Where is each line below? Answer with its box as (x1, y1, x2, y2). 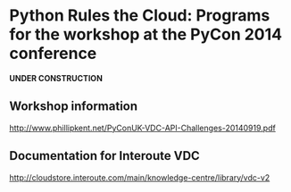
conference (9, 44, 97, 63)
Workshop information (9, 99, 138, 114)
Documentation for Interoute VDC (9, 148, 201, 163)
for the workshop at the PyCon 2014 (9, 24, 283, 45)
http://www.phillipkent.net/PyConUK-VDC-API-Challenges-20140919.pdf (9, 122, 277, 133)
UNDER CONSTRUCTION (9, 72, 103, 83)
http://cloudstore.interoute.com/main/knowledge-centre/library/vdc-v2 (9, 171, 270, 183)
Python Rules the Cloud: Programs (9, 5, 270, 26)
